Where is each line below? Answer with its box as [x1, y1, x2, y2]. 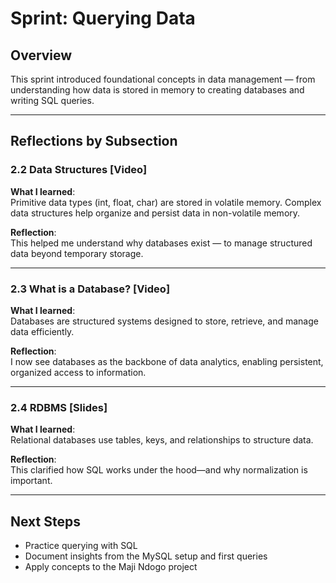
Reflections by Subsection [10, 133, 178, 150]
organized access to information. [10, 366, 147, 378]
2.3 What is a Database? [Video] [10, 282, 171, 296]
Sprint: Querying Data [10, 7, 196, 30]
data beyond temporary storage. [10, 247, 144, 259]
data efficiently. [10, 325, 75, 337]
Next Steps [10, 513, 81, 530]
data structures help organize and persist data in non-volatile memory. [10, 207, 301, 219]
